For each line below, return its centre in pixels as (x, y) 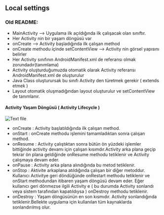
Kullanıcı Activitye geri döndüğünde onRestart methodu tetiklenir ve (81, 175)
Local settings (27, 8)
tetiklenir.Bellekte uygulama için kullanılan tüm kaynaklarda (72, 202)
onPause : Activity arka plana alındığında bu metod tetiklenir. (74, 165)
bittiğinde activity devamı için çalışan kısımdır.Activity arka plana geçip (84, 149)
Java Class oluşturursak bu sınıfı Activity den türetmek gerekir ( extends (86, 80)
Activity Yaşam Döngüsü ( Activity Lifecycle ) (53, 107)
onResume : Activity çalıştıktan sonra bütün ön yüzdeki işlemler (77, 144)
